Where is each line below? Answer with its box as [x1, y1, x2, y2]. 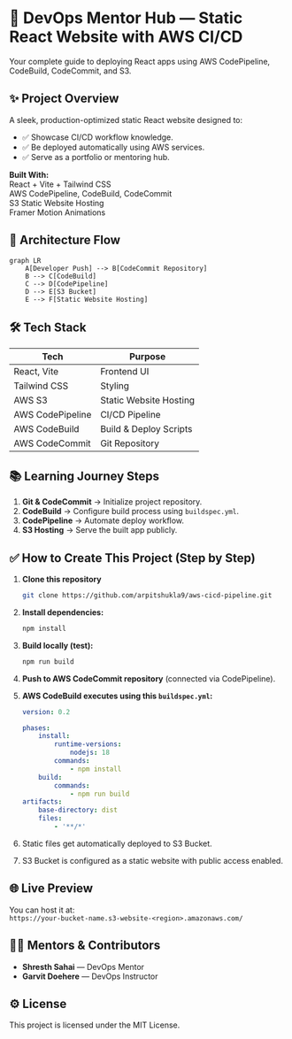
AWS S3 [13, 394, 49, 406]
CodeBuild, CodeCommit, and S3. [9, 65, 132, 76]
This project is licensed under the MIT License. [9, 1020, 181, 1030]
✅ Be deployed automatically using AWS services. [21, 142, 205, 152]
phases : [21, 723, 50, 733]
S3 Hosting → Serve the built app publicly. [21, 525, 178, 535]
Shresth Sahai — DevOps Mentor [21, 961, 144, 972]
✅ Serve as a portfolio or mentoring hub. [21, 151, 170, 162]
